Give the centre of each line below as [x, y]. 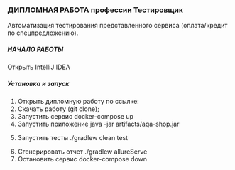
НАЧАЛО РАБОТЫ [35, 49]
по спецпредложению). [43, 33]
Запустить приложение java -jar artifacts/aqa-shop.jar [98, 124]
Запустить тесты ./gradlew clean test [73, 138]
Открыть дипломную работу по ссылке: [78, 102]
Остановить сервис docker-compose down [82, 159]
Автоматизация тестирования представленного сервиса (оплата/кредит [117, 26]
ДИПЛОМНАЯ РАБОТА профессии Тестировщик [95, 10]
